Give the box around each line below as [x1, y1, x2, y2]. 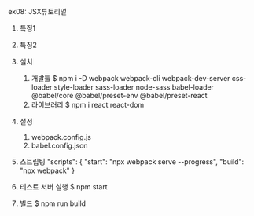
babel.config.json [31, 141, 88, 150]
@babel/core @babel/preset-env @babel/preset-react [31, 91, 208, 100]
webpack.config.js [31, 133, 92, 141]
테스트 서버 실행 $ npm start [19, 182, 108, 191]
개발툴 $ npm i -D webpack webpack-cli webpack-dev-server [31, 74, 230, 82]
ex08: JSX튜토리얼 [8, 7, 67, 16]
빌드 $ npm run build [19, 199, 87, 208]
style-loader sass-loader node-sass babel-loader [53, 82, 215, 92]
